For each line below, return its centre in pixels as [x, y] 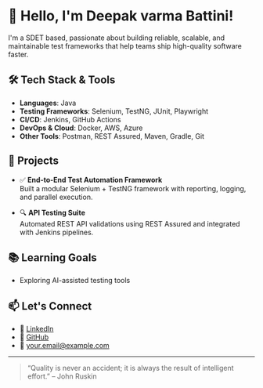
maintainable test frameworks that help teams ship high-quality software [125, 45]
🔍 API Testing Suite [52, 212]
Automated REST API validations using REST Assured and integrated [130, 223]
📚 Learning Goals [53, 257]
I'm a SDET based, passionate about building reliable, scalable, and [117, 38]
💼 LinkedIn [36, 329]
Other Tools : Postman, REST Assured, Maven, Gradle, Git [112, 136]
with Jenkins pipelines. [56, 232]
